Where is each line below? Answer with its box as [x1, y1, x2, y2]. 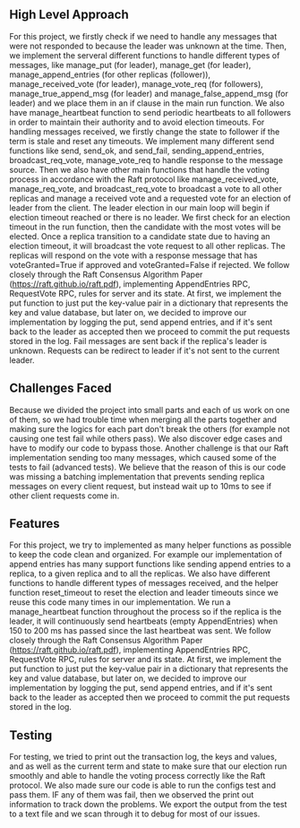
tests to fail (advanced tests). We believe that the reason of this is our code [9, 461, 287, 472]
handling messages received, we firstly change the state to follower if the [9, 125, 280, 137]
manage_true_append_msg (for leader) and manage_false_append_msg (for [9, 88, 288, 99]
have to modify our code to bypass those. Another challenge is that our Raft [9, 443, 289, 453]
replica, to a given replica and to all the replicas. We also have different [9, 568, 270, 579]
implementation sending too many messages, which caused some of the [9, 452, 277, 462]
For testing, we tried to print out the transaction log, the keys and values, [9, 752, 278, 763]
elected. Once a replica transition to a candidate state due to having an [9, 230, 270, 241]
